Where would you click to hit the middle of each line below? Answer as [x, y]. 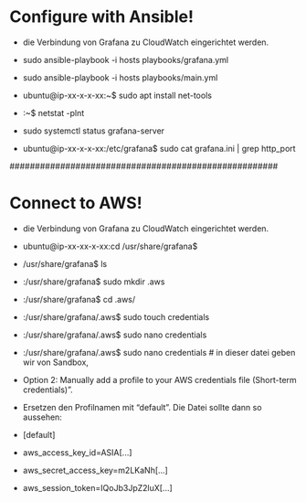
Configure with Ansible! [102, 17]
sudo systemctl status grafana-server [94, 131]
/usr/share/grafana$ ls [65, 263]
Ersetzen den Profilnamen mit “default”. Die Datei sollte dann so [142, 407]
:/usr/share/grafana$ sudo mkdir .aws [94, 282]
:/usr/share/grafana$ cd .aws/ [79, 299]
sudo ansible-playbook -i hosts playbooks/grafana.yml [126, 59]
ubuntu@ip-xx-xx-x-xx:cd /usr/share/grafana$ [110, 246]
